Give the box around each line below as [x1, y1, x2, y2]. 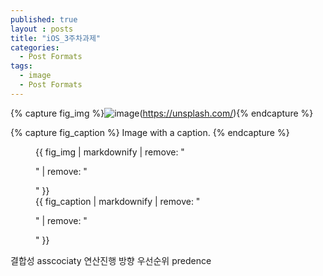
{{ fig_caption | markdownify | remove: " [35, 195, 201, 207]
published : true [10, 14, 78, 25]
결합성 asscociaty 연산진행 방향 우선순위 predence [10, 254, 212, 266]
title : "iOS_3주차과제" [10, 33, 102, 43]
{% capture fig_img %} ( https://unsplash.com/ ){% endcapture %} [10, 107, 314, 119]
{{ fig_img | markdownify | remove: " [35, 146, 185, 158]
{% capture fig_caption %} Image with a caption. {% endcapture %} [10, 126, 290, 138]
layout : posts [10, 24, 74, 34]
